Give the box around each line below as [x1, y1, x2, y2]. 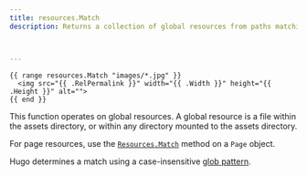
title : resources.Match [9, 13, 101, 23]
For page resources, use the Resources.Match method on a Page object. [9, 138, 276, 149]
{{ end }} [9, 95, 48, 104]
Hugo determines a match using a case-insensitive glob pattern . [9, 156, 251, 167]
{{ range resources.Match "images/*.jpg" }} [9, 70, 182, 80]
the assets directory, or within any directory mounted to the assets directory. [9, 120, 298, 131]
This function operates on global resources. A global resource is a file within [9, 110, 297, 121]
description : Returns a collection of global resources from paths [9, 22, 272, 31]
